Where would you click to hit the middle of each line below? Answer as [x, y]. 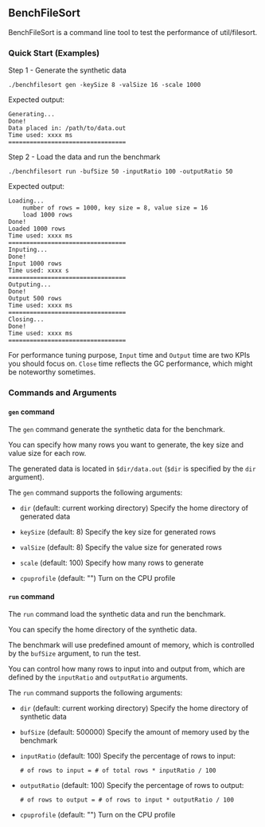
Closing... [26, 319]
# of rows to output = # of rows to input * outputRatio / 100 [127, 800]
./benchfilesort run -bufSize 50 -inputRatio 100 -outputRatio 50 [121, 172]
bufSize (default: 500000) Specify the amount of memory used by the [134, 732]
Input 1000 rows [35, 264]
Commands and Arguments [62, 393]
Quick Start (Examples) [54, 53]
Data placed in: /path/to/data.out [67, 128]
